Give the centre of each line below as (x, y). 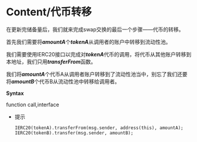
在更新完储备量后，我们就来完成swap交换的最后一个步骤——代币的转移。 (95, 29)
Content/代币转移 (49, 12)
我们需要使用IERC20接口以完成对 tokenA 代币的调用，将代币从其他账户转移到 (99, 54)
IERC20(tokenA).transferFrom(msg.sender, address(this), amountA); (99, 128)
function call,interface (33, 104)
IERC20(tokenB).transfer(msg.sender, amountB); (74, 133)
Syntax (15, 93)
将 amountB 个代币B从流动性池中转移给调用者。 (63, 81)
